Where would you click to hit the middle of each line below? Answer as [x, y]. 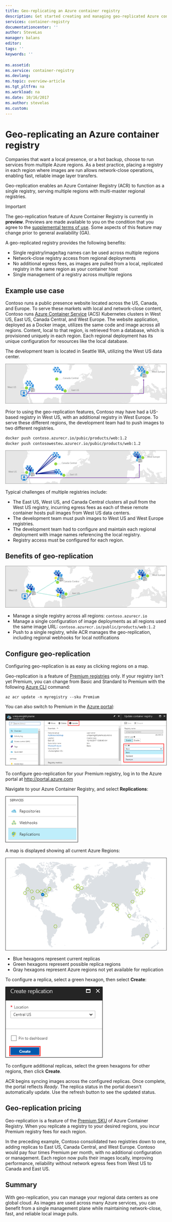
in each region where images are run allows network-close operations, [80, 170]
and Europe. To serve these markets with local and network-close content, [84, 308]
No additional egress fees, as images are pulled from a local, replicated [88, 264]
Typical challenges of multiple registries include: [56, 492]
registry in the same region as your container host [65, 269]
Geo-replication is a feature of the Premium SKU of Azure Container [77, 1120]
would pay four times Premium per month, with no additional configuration [84, 1152]
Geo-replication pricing [44, 1108]
